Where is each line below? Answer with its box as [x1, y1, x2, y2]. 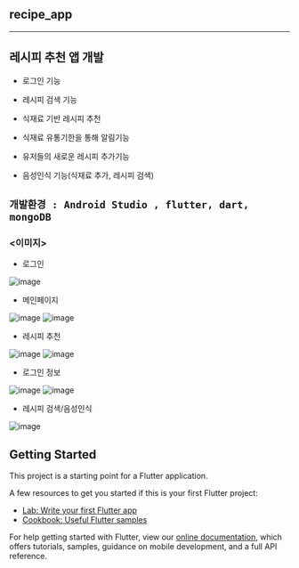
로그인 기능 [21, 75, 61, 85]
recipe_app [9, 7, 73, 22]
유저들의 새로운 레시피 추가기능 [21, 150, 130, 161]
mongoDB [9, 211, 52, 223]
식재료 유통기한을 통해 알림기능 [21, 132, 130, 142]
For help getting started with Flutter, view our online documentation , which [9, 531, 283, 542]
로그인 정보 [21, 367, 61, 377]
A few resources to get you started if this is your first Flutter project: [9, 488, 258, 499]
